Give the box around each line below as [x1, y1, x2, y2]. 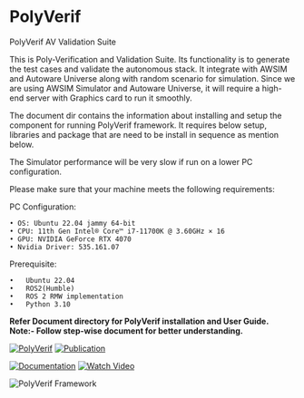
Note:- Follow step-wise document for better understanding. [9, 325, 243, 336]
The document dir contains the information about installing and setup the [9, 110, 282, 121]
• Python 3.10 [9, 299, 71, 309]
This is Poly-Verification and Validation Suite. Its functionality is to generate [9, 53, 290, 64]
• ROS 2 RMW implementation [9, 292, 124, 301]
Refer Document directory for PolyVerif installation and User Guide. [9, 315, 270, 326]
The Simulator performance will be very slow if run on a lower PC [9, 156, 253, 167]
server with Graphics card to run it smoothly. [25, 92, 192, 103]
